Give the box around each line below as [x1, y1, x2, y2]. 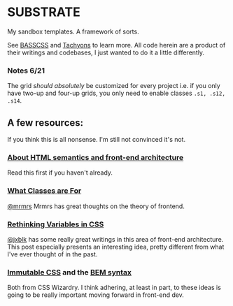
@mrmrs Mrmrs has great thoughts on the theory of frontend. [7, 202, 185, 210]
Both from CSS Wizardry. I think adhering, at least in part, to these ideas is [7, 284, 222, 292]
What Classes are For [7, 186, 82, 196]
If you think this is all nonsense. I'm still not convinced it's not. [7, 136, 186, 144]
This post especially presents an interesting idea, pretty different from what [7, 242, 225, 251]
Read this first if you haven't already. [7, 168, 113, 177]
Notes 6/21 [7, 66, 45, 75]
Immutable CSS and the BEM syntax [7, 267, 132, 277]
